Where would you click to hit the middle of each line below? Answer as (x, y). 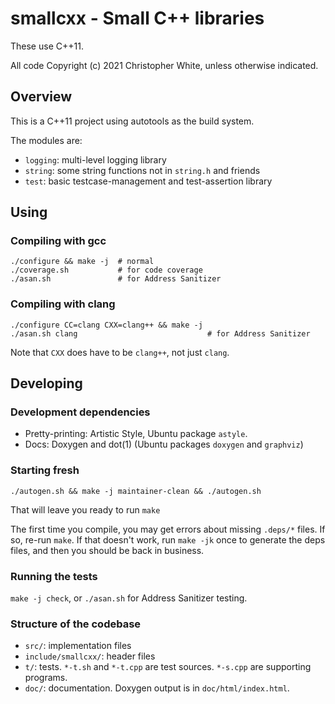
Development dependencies (80, 412)
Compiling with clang (63, 304)
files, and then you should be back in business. (107, 550)
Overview (41, 97)
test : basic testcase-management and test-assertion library (148, 181)
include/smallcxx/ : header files (90, 656)
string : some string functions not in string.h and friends (142, 170)
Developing (46, 383)
